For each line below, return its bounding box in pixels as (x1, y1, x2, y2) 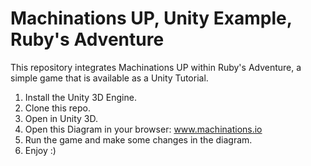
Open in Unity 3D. (24, 112, 98, 124)
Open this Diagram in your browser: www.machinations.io (24, 123, 263, 135)
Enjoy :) (24, 144, 57, 156)
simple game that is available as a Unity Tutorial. (10, 72, 209, 84)
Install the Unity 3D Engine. (24, 91, 137, 103)
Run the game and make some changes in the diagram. (24, 133, 253, 146)
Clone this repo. (24, 102, 91, 114)
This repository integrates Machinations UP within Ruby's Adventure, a (10, 61, 302, 73)
